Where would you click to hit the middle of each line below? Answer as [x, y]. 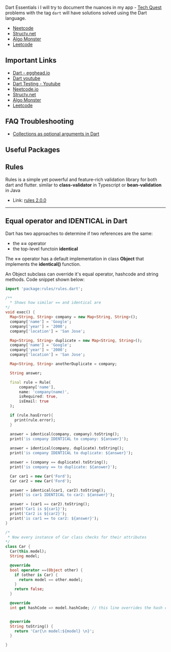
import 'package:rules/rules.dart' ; [44, 289]
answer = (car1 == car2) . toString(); [50, 504]
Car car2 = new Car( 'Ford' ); [41, 481]
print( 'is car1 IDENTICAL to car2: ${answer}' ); [62, 495]
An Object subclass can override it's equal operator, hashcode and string [82, 274]
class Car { [18, 547]
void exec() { [20, 312]
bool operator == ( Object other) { [46, 570]
